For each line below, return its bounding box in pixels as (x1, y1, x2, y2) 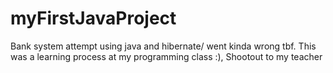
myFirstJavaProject (10, 7, 177, 30)
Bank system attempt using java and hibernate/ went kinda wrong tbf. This (10, 40, 317, 52)
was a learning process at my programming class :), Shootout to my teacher (10, 50, 323, 62)
